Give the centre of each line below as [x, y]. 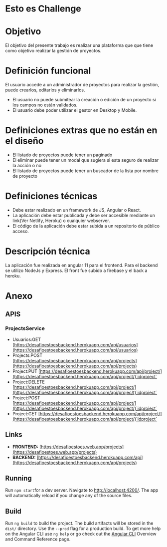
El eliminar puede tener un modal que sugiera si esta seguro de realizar [85, 160]
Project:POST [26, 398]
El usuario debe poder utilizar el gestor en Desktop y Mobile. [75, 110]
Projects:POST [27, 355]
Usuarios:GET [27, 339]
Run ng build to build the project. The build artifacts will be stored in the [79, 523]
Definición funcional [48, 71]
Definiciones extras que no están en [81, 131]
